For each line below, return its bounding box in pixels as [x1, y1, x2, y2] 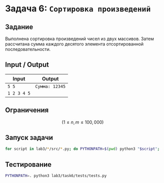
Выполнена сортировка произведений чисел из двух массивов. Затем [5, 36, 154, 42]
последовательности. [5, 46, 51, 52]
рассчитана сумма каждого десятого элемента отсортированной [5, 41, 144, 47]
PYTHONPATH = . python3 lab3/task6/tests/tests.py [5, 174, 107, 179]
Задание [5, 23, 33, 31]
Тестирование [5, 160, 52, 169]
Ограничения [5, 106, 49, 114]
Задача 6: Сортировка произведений [5, 3, 151, 14]
